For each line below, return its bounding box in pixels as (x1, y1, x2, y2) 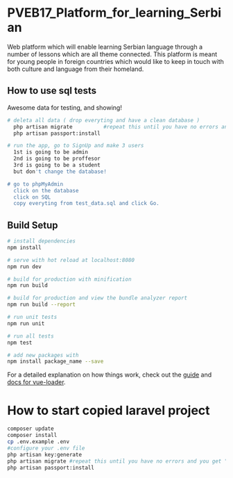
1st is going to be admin (13, 149, 89, 156)
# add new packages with (7, 352, 79, 358)
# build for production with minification (7, 276, 132, 283)
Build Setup (7, 219, 58, 231)
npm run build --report (7, 301, 76, 308)
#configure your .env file (7, 445, 85, 452)
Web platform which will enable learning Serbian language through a (7, 42, 203, 51)
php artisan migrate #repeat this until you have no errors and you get (7, 457, 222, 465)
